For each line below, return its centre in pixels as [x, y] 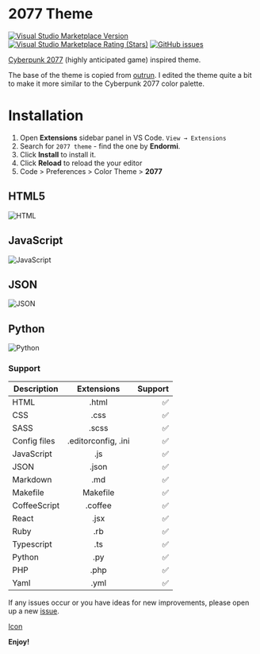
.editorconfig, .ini [98, 441]
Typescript [32, 544]
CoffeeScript [36, 505]
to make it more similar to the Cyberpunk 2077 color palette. [106, 83]
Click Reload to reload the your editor [81, 163]
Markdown [32, 480]
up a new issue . [34, 611]
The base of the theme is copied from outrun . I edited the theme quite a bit [130, 75]
